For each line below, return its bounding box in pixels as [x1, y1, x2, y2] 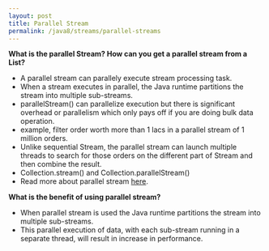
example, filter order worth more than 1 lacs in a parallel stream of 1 [19, 125, 245, 134]
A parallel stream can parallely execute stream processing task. [19, 74, 233, 83]
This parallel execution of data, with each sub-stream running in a [19, 225, 241, 235]
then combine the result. [19, 160, 103, 169]
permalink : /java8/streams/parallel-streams [8, 27, 161, 35]
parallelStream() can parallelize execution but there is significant [19, 99, 236, 109]
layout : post [8, 11, 53, 20]
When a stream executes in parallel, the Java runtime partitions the [19, 82, 244, 91]
